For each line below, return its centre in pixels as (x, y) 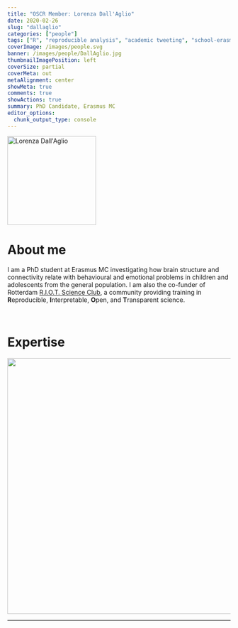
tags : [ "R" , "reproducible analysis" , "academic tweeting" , (98, 40)
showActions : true (34, 100)
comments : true (30, 93)
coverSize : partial (36, 67)
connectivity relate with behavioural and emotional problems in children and (118, 277)
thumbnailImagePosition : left (52, 60)
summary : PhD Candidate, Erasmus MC (61, 107)
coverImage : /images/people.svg (55, 47)
